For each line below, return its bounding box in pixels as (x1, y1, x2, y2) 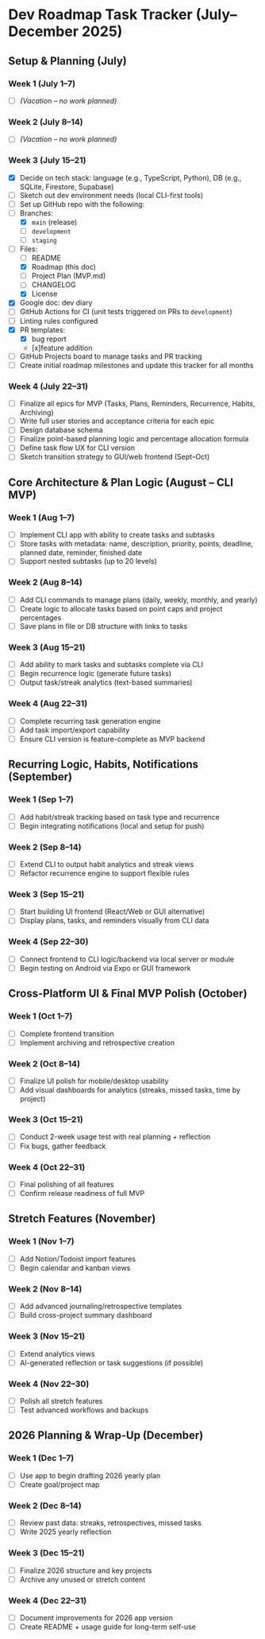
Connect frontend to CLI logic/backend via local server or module (19, 954, 235, 964)
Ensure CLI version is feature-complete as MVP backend (19, 734, 205, 744)
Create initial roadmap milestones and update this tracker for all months (19, 360, 254, 370)
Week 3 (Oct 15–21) (8, 1114, 83, 1125)
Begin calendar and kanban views (19, 1263, 131, 1272)
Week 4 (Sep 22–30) (8, 936, 89, 947)
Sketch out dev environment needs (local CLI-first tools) (19, 190, 204, 200)
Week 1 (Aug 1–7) (8, 511, 75, 522)
